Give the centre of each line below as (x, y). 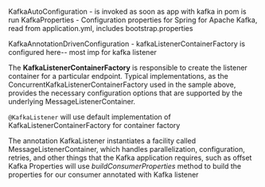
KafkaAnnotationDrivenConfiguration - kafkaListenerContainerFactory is (127, 44)
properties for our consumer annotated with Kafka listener (103, 175)
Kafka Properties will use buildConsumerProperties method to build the (125, 166)
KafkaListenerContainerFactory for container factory (94, 125)
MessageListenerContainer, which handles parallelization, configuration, (127, 149)
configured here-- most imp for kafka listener (83, 52)
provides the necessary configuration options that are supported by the (125, 93)
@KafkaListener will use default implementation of (90, 117)
